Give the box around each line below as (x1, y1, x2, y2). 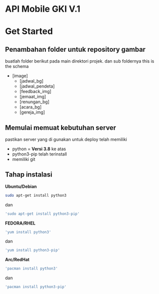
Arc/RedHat (5, 257, 30, 263)
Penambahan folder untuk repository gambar (5, 45, 146, 53)
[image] (12, 73, 28, 79)
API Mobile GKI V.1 (5, 3, 81, 15)
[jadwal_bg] (19, 78, 44, 84)
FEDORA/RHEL (5, 220, 36, 226)
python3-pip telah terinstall (12, 151, 67, 157)
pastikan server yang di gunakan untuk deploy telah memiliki (5, 136, 127, 142)
